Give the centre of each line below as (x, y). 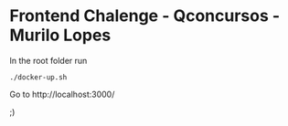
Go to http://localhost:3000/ (62, 94)
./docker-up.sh (38, 77)
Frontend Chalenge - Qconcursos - (145, 16)
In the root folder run (48, 60)
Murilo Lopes (60, 35)
